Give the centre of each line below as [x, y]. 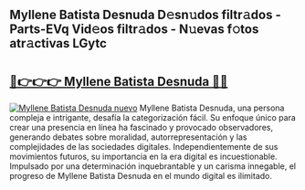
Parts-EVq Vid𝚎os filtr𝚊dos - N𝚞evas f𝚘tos [134, 30]
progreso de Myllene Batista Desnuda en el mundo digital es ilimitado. [141, 176]
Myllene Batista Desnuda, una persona [212, 108]
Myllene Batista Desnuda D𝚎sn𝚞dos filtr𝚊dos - [145, 15]
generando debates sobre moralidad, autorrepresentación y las [128, 137]
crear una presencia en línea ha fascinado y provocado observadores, [142, 127]
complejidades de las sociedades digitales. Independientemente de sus [144, 147]
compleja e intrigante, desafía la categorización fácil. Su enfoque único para [153, 117]
